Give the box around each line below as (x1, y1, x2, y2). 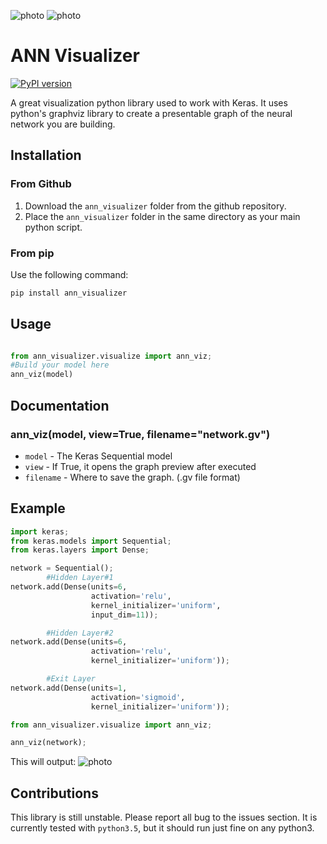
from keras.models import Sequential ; (10, 536, 172, 546)
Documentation (10, 397, 110, 414)
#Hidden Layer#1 (46, 573, 114, 583)
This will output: (10, 756, 77, 768)
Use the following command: (10, 268, 129, 280)
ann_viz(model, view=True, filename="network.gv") (10, 427, 271, 441)
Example (10, 500, 66, 517)
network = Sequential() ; (10, 563, 114, 574)
